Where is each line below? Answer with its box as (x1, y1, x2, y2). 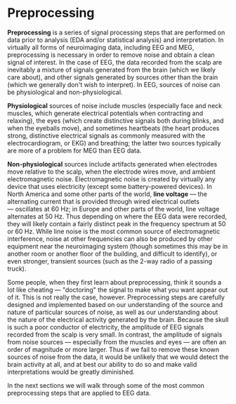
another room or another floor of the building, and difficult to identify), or (7, 249, 218, 258)
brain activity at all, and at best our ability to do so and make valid (7, 360, 197, 368)
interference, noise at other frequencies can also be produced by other (7, 234, 213, 243)
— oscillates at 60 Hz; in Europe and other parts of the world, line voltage (7, 204, 220, 213)
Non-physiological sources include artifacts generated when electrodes (7, 159, 218, 168)
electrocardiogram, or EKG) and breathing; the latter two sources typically (7, 138, 221, 147)
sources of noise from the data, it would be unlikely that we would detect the (7, 353, 230, 361)
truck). (7, 264, 27, 273)
